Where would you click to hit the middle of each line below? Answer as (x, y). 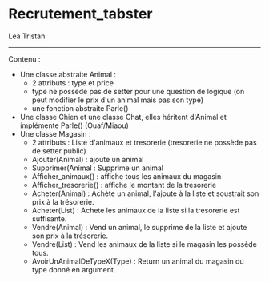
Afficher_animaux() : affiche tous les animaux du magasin (126, 176)
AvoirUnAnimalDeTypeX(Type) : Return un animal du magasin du (138, 261)
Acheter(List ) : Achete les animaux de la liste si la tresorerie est (136, 210)
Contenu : (25, 59)
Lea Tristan (27, 36)
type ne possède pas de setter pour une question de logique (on (138, 91)
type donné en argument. (74, 269)
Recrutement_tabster (80, 14)
